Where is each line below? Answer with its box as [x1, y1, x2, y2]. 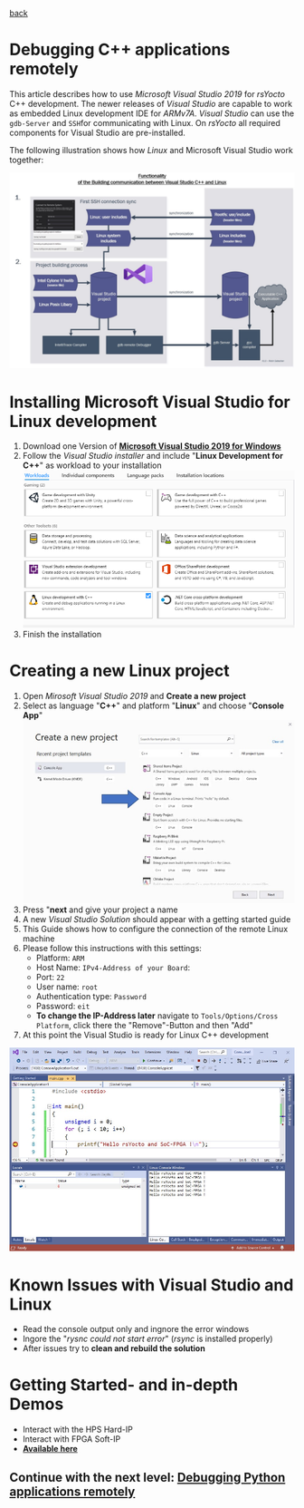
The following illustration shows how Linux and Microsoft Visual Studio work [9, 144, 294, 155]
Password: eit [35, 1001, 90, 1012]
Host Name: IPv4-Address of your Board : [35, 962, 191, 973]
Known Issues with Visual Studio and [9, 1274, 294, 1295]
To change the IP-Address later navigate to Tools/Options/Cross [35, 1010, 279, 1021]
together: [9, 154, 43, 165]
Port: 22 [35, 972, 65, 983]
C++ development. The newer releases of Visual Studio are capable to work [9, 98, 292, 109]
